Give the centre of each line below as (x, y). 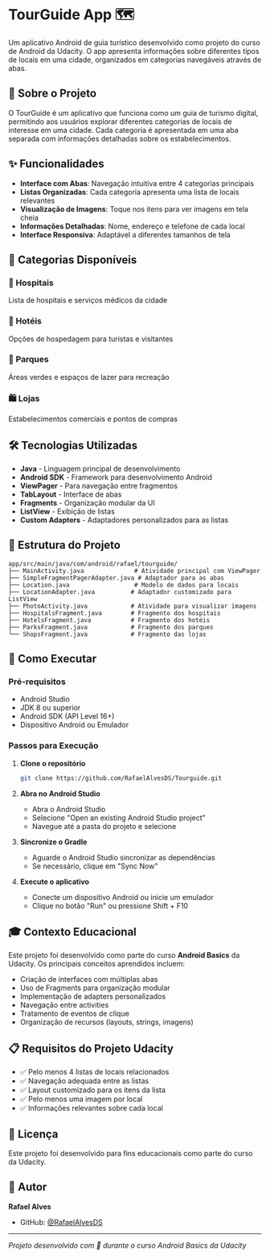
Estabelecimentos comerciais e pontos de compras (93, 419)
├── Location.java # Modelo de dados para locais (124, 585)
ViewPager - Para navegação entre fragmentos (99, 485)
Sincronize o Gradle (53, 842)
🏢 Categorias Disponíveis (73, 260)
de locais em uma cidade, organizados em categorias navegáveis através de (135, 60)
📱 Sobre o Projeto (53, 94)
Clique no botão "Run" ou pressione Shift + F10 (110, 905)
